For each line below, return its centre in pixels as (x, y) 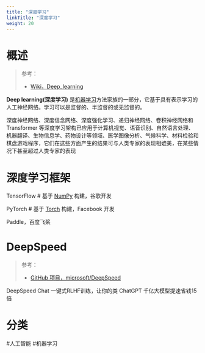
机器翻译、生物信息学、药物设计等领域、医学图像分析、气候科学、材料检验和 (103, 136)
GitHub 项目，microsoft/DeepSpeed (75, 278)
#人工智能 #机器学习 (32, 344)
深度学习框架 (39, 178)
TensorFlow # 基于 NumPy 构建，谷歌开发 (59, 196)
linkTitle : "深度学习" (33, 18)
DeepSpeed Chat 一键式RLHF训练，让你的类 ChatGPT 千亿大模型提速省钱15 (102, 291)
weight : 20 (20, 23)
